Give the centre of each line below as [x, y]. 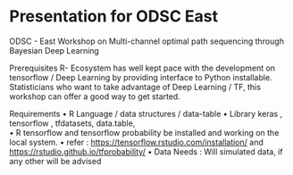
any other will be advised [55, 161]
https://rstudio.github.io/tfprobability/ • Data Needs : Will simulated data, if [146, 151]
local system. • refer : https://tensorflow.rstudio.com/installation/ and [136, 142]
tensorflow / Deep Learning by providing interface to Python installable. [141, 77]
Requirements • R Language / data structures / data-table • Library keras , [146, 113]
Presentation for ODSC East [114, 17]
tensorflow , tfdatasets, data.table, [72, 123]
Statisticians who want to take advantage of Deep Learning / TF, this [135, 87]
